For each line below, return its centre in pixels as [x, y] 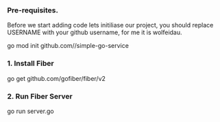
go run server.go [30, 111]
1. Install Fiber [30, 64]
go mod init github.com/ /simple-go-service [68, 46]
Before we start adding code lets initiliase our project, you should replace [110, 25]
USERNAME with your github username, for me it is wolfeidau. [95, 32]
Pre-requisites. [33, 10]
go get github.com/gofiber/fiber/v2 [57, 78]
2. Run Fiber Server [40, 96]
